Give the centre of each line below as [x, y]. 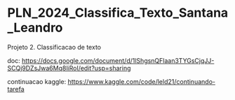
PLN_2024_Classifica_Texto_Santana [118, 13]
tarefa [16, 89]
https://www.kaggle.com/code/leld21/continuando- [142, 81]
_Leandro [35, 28]
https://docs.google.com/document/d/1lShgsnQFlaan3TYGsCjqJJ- [118, 60]
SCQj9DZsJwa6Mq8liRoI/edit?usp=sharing [69, 68]
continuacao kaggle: [37, 81]
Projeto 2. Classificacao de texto [54, 47]
